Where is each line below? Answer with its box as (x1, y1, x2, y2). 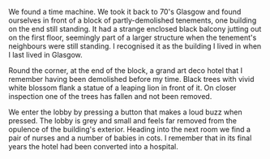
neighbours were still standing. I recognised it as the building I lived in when (8, 41, 262, 51)
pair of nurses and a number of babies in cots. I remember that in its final (8, 133, 252, 143)
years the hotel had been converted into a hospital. (8, 142, 178, 151)
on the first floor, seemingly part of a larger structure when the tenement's (8, 32, 257, 42)
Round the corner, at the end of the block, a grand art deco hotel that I (8, 66, 243, 75)
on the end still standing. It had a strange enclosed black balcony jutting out (8, 24, 262, 33)
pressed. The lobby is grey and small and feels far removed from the (8, 116, 238, 125)
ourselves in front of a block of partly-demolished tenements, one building (8, 15, 257, 25)
